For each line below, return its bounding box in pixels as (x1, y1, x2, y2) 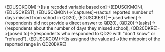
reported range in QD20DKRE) (5, 41, 67, 47)
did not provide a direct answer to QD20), (33, 20, 118, 26)
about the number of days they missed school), (33, 25, 130, 31)
